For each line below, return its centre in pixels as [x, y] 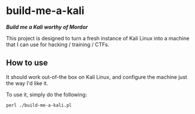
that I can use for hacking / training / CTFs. [58, 44]
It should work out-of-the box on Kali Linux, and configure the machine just [97, 77]
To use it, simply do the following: [47, 94]
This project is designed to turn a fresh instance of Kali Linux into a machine [98, 38]
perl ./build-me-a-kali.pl [39, 105]
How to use [27, 63]
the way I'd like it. [27, 83]
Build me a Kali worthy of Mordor [47, 27]
